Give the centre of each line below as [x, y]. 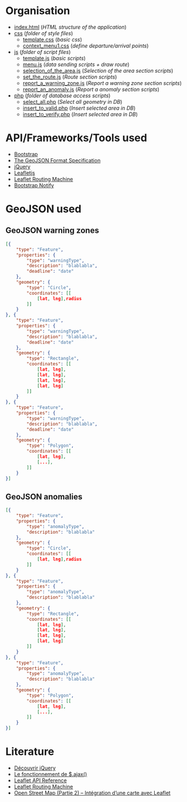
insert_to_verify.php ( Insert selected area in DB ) [80, 114]
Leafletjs [25, 173]
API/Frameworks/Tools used [76, 138]
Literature [30, 752]
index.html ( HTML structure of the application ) [70, 27]
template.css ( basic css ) [52, 39]
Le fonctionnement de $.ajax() [50, 774]
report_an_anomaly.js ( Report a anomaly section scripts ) [91, 89]
